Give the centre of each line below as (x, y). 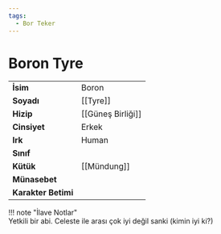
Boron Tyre (46, 63)
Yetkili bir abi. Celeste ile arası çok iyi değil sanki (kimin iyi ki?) (111, 221)
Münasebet (35, 180)
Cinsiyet (29, 127)
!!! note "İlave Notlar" (43, 213)
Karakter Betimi (43, 193)
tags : (17, 16)
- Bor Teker (36, 23)
